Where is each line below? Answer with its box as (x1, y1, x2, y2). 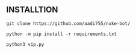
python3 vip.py (6, 41, 45, 47)
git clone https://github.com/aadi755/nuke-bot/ (6, 20, 131, 26)
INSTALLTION (6, 5, 58, 15)
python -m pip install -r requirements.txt (6, 31, 117, 37)
